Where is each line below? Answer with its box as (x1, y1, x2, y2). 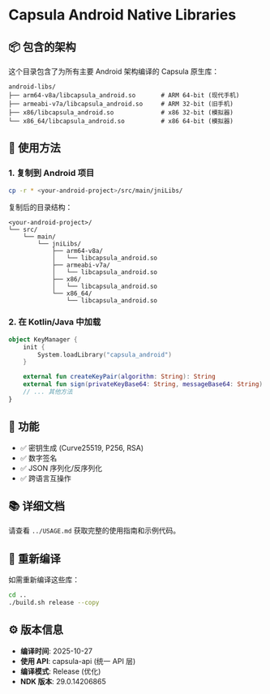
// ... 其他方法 (23, 388, 73, 396)
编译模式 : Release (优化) (19, 666, 101, 676)
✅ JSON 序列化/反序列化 (19, 463, 103, 473)
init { (23, 343, 45, 351)
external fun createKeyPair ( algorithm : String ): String (23, 373, 216, 381)
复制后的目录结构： (8, 202, 73, 212)
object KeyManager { (8, 335, 79, 344)
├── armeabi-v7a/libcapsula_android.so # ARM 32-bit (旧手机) (8, 100, 234, 108)
